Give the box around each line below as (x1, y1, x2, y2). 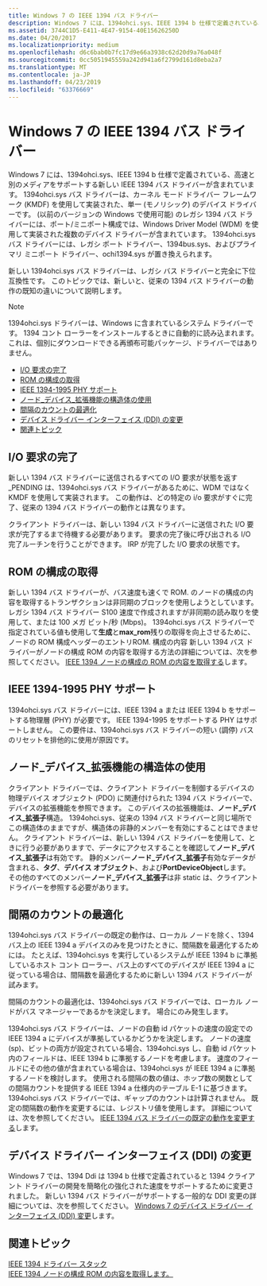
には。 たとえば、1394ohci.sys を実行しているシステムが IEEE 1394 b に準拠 (8, 951, 258, 960)
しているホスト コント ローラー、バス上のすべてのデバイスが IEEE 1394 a (8, 960, 246, 970)
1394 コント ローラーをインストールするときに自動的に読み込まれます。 (23, 328, 258, 338)
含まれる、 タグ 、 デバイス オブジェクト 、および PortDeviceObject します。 (8, 862, 250, 872)
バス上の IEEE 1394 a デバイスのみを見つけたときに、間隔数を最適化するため (8, 940, 259, 950)
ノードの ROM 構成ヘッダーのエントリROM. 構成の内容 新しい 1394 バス (8, 637, 245, 646)
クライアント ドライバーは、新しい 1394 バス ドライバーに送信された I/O (8, 520, 246, 529)
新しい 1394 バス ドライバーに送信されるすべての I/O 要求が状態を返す (8, 473, 238, 482)
